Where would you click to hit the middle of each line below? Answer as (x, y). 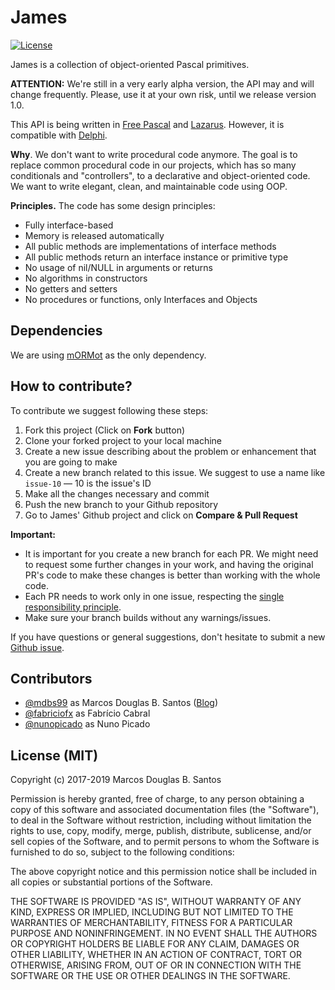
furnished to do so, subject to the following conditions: (122, 852)
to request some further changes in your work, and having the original (169, 564)
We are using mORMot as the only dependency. (108, 355)
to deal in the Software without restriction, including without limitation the (161, 820)
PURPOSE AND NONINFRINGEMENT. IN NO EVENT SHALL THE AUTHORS (164, 933)
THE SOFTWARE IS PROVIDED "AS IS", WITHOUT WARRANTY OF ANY (156, 902)
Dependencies (56, 331)
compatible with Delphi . (59, 135)
